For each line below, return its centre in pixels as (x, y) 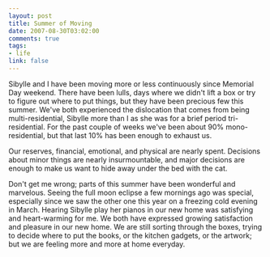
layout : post (30, 16)
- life (19, 53)
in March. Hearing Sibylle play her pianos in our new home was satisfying (131, 209)
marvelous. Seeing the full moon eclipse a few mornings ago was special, (131, 192)
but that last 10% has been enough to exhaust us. (130, 135)
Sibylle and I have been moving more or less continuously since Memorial (131, 84)
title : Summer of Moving (50, 23)
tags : (17, 46)
